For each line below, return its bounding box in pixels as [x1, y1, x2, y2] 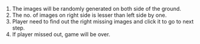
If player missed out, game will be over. [12, 31, 111, 38]
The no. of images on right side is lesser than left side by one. [12, 11, 167, 19]
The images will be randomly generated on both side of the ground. [12, 5, 181, 12]
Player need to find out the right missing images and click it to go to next [12, 18, 194, 25]
